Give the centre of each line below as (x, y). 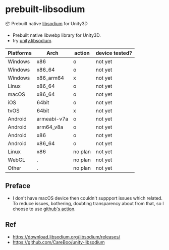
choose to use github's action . (44, 209)
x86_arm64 (50, 78)
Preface (18, 186)
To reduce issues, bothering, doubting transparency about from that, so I (88, 203)
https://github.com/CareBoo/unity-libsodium (59, 242)
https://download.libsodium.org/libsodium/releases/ (66, 237)
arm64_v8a (50, 127)
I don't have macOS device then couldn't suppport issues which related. (88, 198)
